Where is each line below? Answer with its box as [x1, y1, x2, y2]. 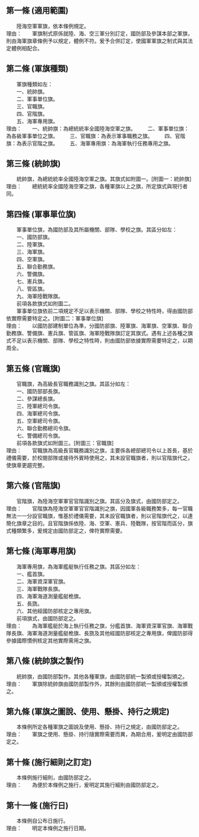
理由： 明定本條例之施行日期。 [6, 825, 89, 832]
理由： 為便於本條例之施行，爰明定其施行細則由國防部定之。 [6, 781, 162, 788]
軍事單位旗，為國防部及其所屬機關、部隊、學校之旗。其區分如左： [16, 226, 178, 233]
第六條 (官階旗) [6, 481, 61, 491]
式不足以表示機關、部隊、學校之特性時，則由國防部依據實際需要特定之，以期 [6, 337, 193, 345]
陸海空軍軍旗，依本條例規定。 [16, 22, 89, 30]
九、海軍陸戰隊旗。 [16, 292, 63, 300]
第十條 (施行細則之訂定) [6, 757, 92, 767]
